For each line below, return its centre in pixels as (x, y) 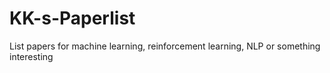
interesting (31, 56)
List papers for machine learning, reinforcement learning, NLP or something (165, 46)
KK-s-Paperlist (72, 18)
